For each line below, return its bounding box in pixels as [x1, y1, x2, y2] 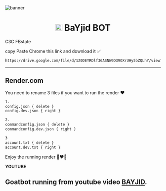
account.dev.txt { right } [5, 145, 61, 150]
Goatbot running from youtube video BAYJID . [5, 178, 147, 186]
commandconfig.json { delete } [5, 122, 70, 127]
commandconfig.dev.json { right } [5, 127, 77, 131]
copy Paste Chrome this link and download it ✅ [5, 48, 101, 54]
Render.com [5, 76, 43, 85]
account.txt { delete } [5, 140, 54, 145]
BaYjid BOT [64, 22, 111, 34]
